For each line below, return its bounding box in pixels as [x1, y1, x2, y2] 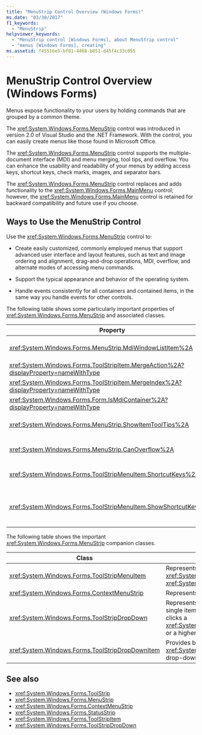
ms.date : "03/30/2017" [6, 14, 63, 20]
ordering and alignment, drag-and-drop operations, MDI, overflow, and [14, 257, 191, 264]
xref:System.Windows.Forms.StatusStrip [14, 709, 116, 716]
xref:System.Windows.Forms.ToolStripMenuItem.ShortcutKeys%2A [9, 470, 200, 478]
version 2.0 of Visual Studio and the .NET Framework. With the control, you [6, 131, 192, 139]
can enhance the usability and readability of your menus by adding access [6, 162, 191, 169]
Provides [165, 638, 191, 646]
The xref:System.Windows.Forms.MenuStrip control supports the [6, 149, 168, 157]
